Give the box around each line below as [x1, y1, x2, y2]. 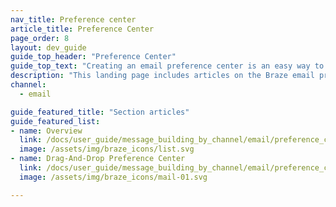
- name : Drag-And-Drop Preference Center [10, 154, 186, 164]
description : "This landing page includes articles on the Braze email [10, 71, 315, 81]
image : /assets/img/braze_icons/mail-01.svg [19, 172, 208, 182]
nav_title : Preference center [10, 14, 137, 25]
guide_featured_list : [10, 116, 101, 126]
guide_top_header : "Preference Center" [10, 52, 177, 62]
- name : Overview [10, 126, 83, 136]
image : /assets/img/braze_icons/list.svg [19, 144, 195, 155]
